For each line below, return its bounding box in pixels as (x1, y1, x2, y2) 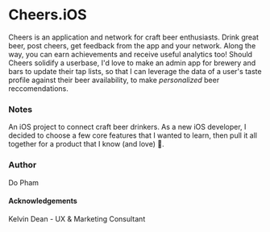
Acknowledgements (8, 196, 78, 206)
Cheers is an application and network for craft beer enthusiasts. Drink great (8, 32, 260, 42)
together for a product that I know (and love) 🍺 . (8, 139, 164, 149)
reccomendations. (8, 83, 69, 93)
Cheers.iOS (8, 6, 87, 24)
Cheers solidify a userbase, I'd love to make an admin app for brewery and (8, 58, 256, 68)
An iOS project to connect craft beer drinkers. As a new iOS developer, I (8, 122, 247, 132)
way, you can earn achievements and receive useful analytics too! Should (8, 49, 252, 59)
